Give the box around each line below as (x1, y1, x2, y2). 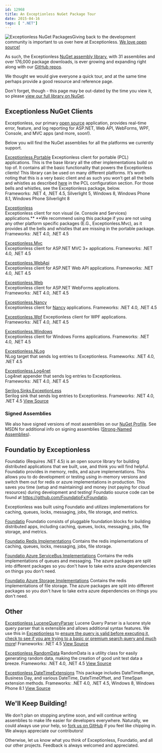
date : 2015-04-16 (5, 16, 40, 21)
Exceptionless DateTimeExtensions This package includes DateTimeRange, (5, 669, 155, 675)
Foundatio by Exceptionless (5, 445, 90, 454)
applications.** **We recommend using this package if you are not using (5, 216, 151, 221)
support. (5, 145, 22, 151)
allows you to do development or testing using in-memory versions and (5, 474, 147, 480)
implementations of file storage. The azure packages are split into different (5, 583, 154, 589)
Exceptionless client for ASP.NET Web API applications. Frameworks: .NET (5, 265, 153, 271)
